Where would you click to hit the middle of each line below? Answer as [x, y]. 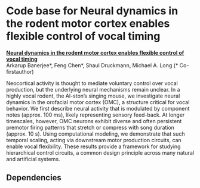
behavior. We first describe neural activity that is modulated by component [98, 108]
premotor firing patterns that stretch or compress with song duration [90, 127]
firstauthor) [20, 71]
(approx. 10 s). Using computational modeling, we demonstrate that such [96, 134]
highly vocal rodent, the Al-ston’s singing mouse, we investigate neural [93, 96]
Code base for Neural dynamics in [92, 11]
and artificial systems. [33, 159]
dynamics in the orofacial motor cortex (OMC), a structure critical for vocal [98, 102]
